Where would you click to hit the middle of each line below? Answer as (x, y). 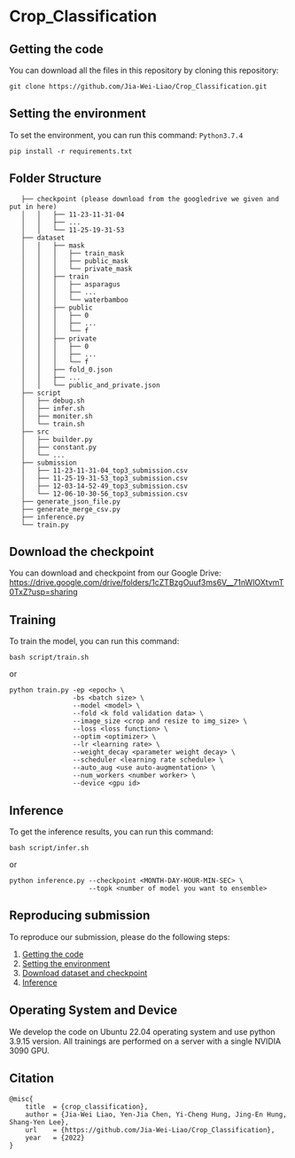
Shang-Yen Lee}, (39, 1122)
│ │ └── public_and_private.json (91, 385)
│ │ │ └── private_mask (77, 269)
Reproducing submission (80, 915)
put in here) (33, 207)
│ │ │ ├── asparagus (71, 284)
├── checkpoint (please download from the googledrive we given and (150, 199)
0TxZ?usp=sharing (43, 592)
